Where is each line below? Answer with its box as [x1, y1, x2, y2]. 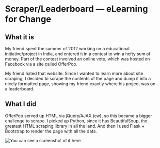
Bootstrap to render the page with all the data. [5, 128, 97, 134]
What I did [5, 100, 36, 108]
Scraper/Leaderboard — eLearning [5, 3, 148, 15]
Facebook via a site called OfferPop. [5, 61, 78, 67]
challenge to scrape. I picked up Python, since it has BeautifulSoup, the [5, 118, 148, 124]
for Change [5, 14, 51, 25]
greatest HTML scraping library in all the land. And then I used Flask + [5, 123, 144, 129]
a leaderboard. [5, 86, 35, 91]
